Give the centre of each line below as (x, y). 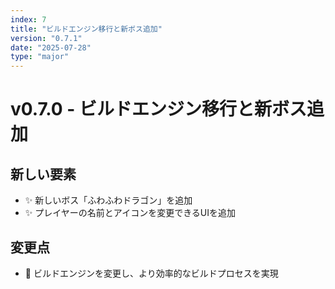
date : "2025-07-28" (51, 47)
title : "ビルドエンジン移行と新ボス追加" (86, 29)
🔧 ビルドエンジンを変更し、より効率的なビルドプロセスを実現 (151, 273)
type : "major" (40, 57)
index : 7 (28, 19)
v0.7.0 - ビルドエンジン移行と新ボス (159, 109)
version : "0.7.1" (46, 38)
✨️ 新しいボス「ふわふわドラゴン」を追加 (108, 200)
